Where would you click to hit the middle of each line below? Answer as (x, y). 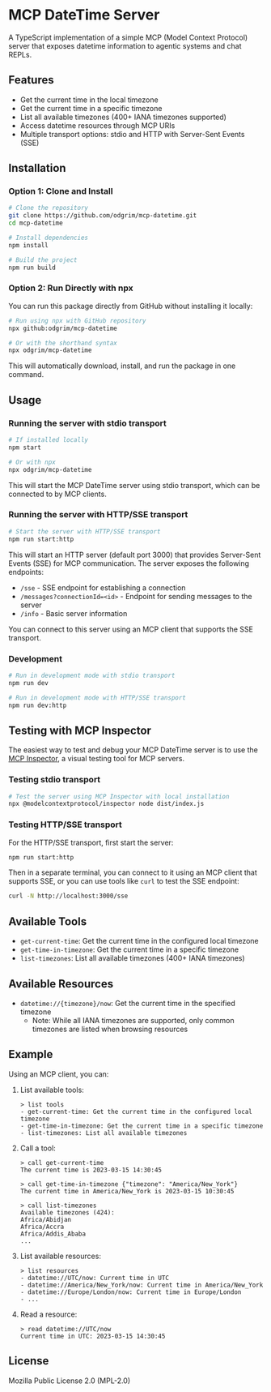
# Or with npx (32, 462)
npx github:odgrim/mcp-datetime (63, 328)
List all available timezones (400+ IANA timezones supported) (123, 117)
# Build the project (43, 260)
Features (31, 80)
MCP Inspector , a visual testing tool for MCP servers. (96, 759)
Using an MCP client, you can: (59, 1074)
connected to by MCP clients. (57, 494)
